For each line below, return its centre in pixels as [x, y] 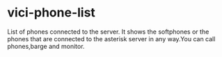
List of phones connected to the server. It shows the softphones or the [108, 32]
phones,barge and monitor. [46, 46]
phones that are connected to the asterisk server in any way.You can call [111, 38]
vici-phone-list [51, 13]
